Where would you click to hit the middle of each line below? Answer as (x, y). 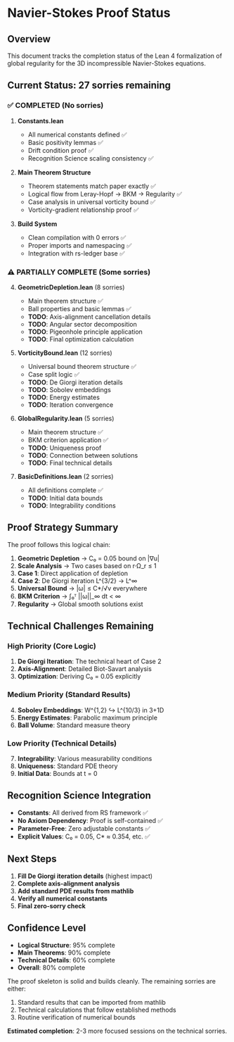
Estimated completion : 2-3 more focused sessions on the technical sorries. (117, 1031)
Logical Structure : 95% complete (66, 945)
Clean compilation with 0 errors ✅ (77, 237)
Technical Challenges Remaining (80, 626)
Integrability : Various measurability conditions (85, 759)
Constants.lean (40, 120)
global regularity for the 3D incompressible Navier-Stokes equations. (106, 63)
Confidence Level (47, 928)
